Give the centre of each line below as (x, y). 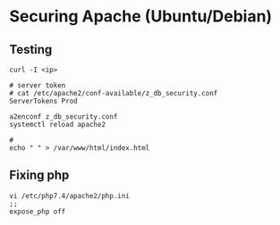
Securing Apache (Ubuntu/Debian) (141, 17)
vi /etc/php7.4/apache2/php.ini (69, 196)
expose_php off (38, 212)
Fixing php (39, 175)
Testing (31, 50)
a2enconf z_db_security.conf (64, 117)
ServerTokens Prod (43, 101)
